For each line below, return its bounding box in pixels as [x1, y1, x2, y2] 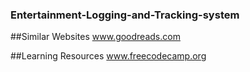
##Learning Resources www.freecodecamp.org [10, 50, 207, 62]
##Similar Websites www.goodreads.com [10, 31, 181, 43]
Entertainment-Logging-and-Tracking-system [10, 8, 240, 22]
